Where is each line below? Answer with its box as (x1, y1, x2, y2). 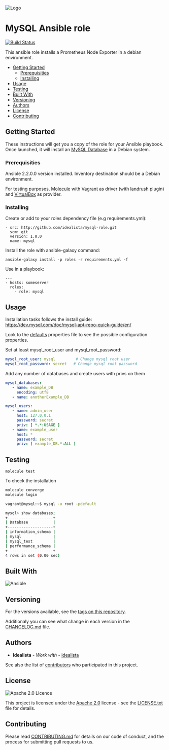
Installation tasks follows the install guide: (5, 316, 92, 323)
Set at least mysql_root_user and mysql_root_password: (5, 347, 122, 353)
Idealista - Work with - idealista (12, 652, 79, 658)
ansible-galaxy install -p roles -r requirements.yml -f (5, 257, 128, 262)
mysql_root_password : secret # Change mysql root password (5, 362, 138, 367)
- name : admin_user (12, 408, 53, 413)
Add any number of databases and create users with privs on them (5, 370, 146, 376)
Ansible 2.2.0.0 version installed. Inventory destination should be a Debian (5, 170, 160, 177)
